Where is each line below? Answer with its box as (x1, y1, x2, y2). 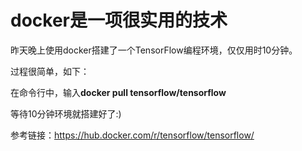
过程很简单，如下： (10, 65, 90, 77)
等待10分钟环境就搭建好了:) (10, 107, 122, 120)
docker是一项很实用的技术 (10, 9, 228, 32)
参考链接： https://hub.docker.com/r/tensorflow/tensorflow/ (10, 129, 255, 141)
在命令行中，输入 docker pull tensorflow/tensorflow (10, 86, 227, 98)
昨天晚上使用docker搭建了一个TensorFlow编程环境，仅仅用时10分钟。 (10, 44, 298, 56)
